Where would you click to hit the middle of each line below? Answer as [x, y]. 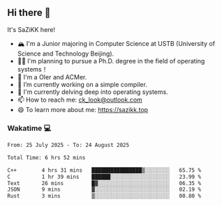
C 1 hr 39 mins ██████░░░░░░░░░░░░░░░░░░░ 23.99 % [104, 177]
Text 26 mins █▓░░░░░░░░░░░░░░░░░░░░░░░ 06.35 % [104, 183]
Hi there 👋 [29, 13]
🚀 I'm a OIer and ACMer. [52, 77]
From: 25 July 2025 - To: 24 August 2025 [68, 145]
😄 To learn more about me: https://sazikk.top [83, 109]
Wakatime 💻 [29, 128]
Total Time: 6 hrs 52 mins [46, 157]
